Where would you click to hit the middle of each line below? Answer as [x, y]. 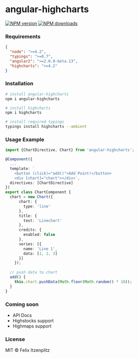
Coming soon [22, 304]
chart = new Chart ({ [31, 197]
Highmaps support [32, 326]
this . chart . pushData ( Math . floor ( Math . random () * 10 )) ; [73, 282]
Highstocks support [33, 320]
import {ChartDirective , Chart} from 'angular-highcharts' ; [70, 150]
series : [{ [30, 244]
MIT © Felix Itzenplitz [28, 350]
